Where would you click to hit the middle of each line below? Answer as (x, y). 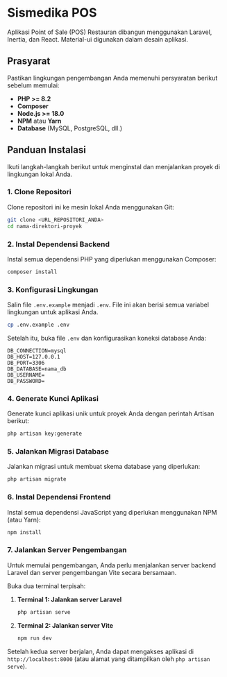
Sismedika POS (52, 13)
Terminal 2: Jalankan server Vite (65, 625)
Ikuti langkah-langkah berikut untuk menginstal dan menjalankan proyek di (114, 166)
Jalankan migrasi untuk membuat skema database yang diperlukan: (104, 467)
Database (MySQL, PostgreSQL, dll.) (70, 128)
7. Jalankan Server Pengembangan (67, 550)
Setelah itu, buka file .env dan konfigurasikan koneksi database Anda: (107, 338)
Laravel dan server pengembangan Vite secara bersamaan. (92, 572)
